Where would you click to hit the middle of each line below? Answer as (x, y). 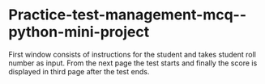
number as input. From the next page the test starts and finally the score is (133, 63)
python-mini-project (79, 32)
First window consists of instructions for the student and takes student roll (132, 54)
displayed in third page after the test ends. (79, 71)
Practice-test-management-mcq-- (128, 15)
